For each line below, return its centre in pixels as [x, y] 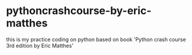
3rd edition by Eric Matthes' [40, 46]
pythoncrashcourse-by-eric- [79, 11]
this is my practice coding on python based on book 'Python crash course [96, 39]
